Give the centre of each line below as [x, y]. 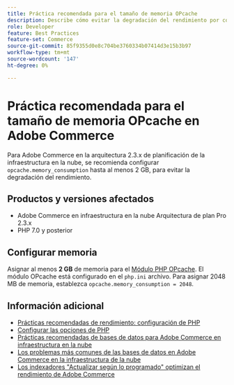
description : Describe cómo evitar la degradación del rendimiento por [113, 20]
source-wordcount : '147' [43, 59]
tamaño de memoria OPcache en [103, 121]
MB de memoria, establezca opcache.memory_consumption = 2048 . [100, 284]
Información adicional [56, 306]
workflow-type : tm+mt [39, 53]
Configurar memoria [52, 252]
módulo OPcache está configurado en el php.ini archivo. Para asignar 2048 [117, 276]
